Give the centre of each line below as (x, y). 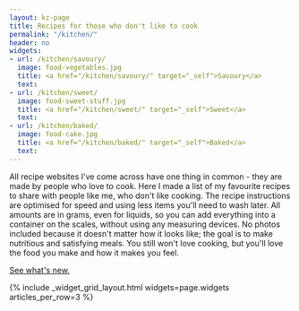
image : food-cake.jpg (58, 134)
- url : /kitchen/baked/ (54, 126)
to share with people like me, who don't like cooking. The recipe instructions (150, 195)
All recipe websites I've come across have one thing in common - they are (146, 177)
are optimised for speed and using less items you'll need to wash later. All (145, 205)
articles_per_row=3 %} (51, 297)
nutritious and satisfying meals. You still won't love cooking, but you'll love (146, 243)
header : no (30, 43)
